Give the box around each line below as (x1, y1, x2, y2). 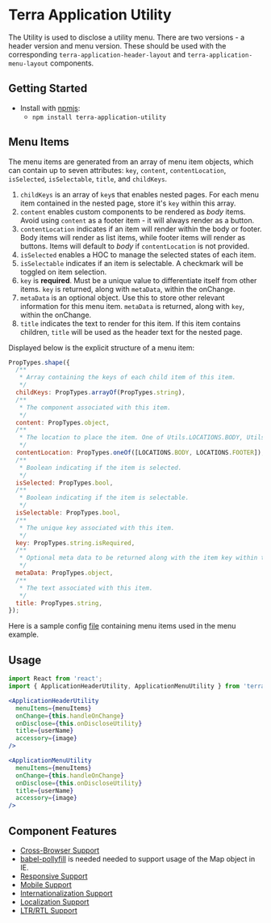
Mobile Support (19, 879, 73, 889)
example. (8, 629, 39, 640)
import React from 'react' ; (8, 675, 103, 683)
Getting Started (8, 82, 88, 95)
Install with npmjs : (19, 103, 81, 112)
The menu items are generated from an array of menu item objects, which (8, 156, 254, 167)
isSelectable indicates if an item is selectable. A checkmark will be (19, 258, 244, 268)
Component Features (8, 824, 117, 838)
